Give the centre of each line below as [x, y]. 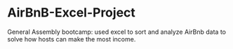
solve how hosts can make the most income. [72, 39]
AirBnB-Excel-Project [71, 13]
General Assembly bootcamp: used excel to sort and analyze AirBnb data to [117, 32]
